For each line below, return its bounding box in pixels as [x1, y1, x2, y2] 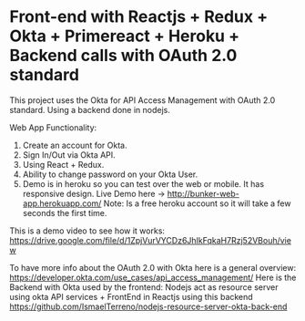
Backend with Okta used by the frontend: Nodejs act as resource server [9, 281, 279, 293]
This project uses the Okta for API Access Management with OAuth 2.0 [9, 94, 276, 106]
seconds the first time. [22, 207, 107, 218]
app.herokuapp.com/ [22, 198, 102, 209]
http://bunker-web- [167, 188, 239, 199]
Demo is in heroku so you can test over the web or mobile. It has [22, 178, 265, 189]
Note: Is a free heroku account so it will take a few [103, 198, 291, 209]
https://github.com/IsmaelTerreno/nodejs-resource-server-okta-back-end [9, 301, 288, 312]
